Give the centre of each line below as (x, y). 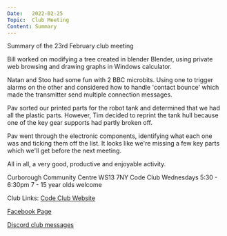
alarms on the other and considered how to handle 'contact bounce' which (113, 88)
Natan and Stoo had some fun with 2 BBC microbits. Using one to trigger (110, 80)
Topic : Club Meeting (38, 20)
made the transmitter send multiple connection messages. (90, 95)
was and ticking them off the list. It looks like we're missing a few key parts (113, 144)
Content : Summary (32, 26)
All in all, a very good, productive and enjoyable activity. (87, 164)
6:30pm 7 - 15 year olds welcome (55, 185)
